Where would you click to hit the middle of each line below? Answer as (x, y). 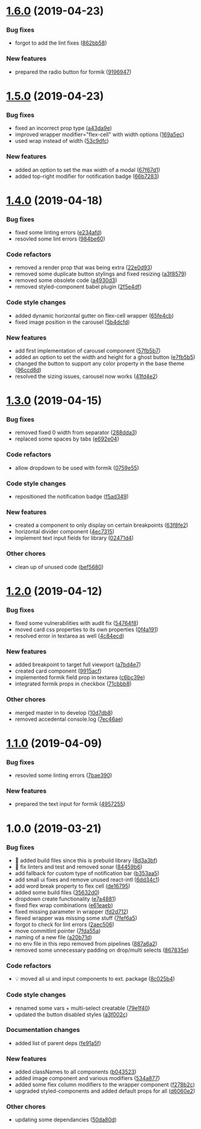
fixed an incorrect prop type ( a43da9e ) (63, 128)
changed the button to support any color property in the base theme (100, 363)
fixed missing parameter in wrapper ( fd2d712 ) (72, 911)
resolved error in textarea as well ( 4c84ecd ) (70, 636)
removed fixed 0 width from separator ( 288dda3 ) (76, 433)
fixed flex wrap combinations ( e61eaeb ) (64, 905)
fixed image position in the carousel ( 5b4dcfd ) (73, 322)
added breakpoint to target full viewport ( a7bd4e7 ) (78, 665)
